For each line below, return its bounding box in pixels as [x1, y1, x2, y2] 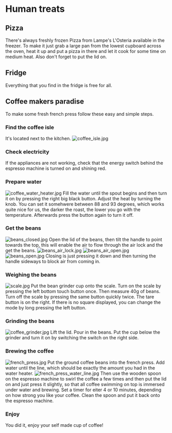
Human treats [5, 3, 65, 15]
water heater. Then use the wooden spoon [5, 370, 161, 376]
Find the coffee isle [5, 124, 55, 131]
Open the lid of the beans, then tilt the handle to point [48, 236, 162, 243]
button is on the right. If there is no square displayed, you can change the [5, 299, 161, 305]
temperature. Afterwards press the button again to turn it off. [5, 212, 134, 218]
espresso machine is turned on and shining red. [5, 165, 107, 171]
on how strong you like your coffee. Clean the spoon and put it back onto [5, 392, 161, 398]
